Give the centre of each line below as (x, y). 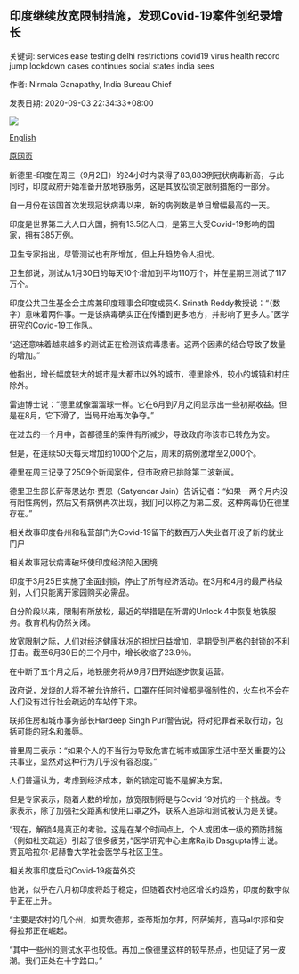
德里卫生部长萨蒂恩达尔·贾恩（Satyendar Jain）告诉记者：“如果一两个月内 (145, 491)
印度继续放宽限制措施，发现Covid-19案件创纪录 (140, 16)
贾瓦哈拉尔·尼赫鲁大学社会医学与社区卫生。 (89, 851)
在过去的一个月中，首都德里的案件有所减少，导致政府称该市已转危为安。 (141, 434)
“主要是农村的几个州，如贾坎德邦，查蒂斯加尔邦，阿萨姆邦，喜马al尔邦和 (143, 919)
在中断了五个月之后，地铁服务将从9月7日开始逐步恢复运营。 (119, 671)
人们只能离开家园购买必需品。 (79, 592)
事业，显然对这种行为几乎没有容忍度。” (87, 761)
